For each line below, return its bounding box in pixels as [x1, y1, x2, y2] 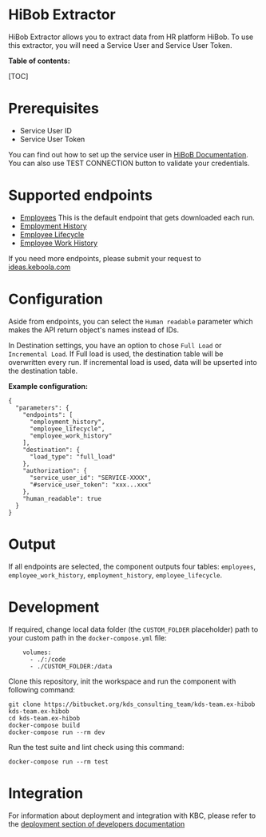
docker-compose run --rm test [8, 757, 109, 766]
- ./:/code [29, 655, 66, 664]
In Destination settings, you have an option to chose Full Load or [8, 340, 222, 350]
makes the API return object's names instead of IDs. [8, 325, 180, 335]
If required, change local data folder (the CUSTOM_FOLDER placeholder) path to [8, 625, 259, 634]
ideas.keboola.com [8, 262, 71, 272]
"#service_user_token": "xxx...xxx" [29, 481, 152, 489]
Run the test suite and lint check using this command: [8, 742, 185, 752]
